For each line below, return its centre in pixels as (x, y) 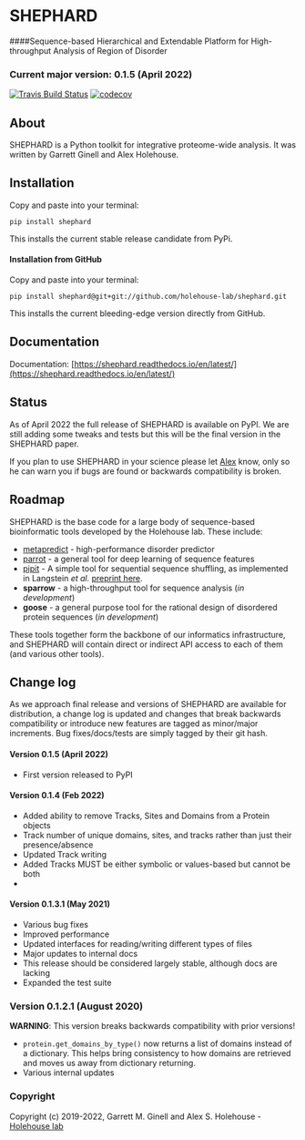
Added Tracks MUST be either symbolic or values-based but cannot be (157, 864)
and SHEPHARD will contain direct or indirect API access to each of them (147, 644)
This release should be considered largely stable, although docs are (150, 963)
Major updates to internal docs (80, 953)
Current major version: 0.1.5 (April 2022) (101, 74)
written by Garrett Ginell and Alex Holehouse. (94, 155)
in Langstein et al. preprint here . (82, 578)
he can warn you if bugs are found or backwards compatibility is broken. (146, 471)
